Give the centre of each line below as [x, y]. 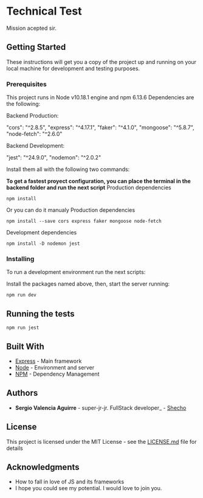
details [15, 448]
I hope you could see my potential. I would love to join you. [88, 488]
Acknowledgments [43, 467]
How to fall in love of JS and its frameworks [70, 482]
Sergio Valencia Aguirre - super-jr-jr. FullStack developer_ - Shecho [101, 408]
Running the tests [40, 314]
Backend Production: [33, 116]
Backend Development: [36, 146]
